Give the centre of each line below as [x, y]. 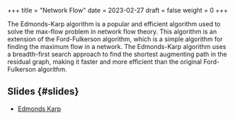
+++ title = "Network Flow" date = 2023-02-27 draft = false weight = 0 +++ [118, 10]
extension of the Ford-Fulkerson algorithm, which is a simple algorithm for [115, 39]
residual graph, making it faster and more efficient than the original [105, 62]
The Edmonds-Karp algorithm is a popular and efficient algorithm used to [114, 24]
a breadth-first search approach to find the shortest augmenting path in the [117, 54]
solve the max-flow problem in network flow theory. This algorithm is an [112, 32]
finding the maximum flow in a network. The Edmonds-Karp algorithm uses [117, 47]
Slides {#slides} [43, 92]
